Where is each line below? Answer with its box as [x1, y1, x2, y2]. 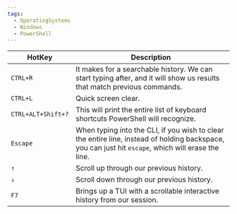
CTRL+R [11, 74, 33, 82]
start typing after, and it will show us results [75, 73, 220, 83]
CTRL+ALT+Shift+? [11, 110, 69, 119]
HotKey [27, 52, 53, 62]
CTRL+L [11, 95, 33, 102]
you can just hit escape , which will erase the [75, 143, 219, 153]
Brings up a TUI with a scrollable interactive [75, 186, 220, 196]
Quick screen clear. [75, 93, 140, 103]
